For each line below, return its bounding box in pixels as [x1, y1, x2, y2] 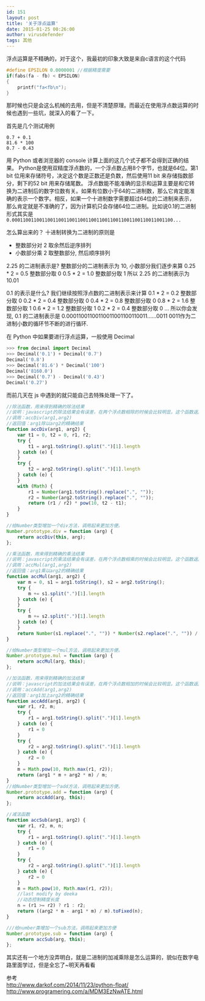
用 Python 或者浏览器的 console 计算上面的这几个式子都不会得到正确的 [6, 157, 184, 164]
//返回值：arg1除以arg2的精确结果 [6, 420, 84, 427]
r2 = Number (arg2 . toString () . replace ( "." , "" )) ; [28, 494, 154, 500]
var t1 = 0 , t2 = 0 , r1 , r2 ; [17, 432, 92, 438]
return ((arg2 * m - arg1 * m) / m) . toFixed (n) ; [17, 908, 143, 914]
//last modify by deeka [17, 891, 78, 897]
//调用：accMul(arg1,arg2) [6, 562, 72, 568]
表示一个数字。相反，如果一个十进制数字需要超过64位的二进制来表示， [16, 195, 195, 203]
